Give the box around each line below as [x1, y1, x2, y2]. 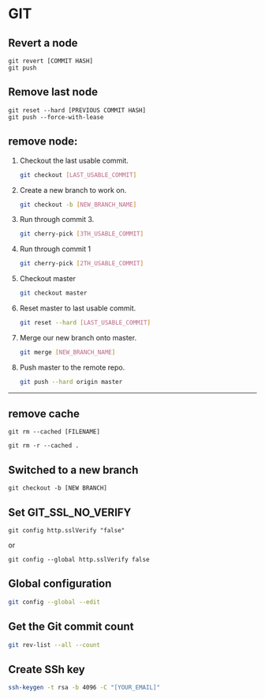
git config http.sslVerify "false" [8, 527, 125, 535]
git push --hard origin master [19, 378, 123, 385]
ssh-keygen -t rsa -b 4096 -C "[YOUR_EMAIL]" [8, 684, 160, 692]
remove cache [8, 408, 80, 421]
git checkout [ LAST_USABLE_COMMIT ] [19, 171, 137, 179]
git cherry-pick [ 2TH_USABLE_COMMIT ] [19, 260, 144, 268]
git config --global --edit [8, 598, 101, 606]
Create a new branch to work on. [19, 185, 127, 194]
